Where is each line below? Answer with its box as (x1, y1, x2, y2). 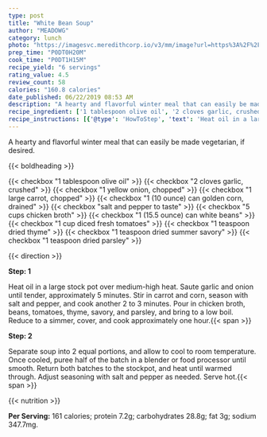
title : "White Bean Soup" (8, 19, 94, 27)
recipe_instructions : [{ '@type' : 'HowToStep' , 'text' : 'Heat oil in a (8, 115, 247, 123)
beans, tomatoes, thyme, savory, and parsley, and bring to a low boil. (8, 307, 234, 317)
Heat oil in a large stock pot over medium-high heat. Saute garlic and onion (8, 282, 254, 291)
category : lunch (8, 33, 62, 42)
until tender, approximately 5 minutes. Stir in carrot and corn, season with (8, 290, 249, 299)
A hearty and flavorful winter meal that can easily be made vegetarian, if (8, 137, 245, 146)
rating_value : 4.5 (8, 71, 69, 79)
